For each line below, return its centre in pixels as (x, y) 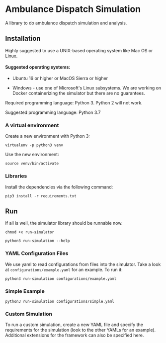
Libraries (16, 176)
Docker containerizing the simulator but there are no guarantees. (79, 93)
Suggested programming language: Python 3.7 (53, 112)
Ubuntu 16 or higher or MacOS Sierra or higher (60, 78)
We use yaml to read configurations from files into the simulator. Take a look (83, 264)
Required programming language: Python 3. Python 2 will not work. (74, 102)
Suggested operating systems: (38, 67)
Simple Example (25, 291)
